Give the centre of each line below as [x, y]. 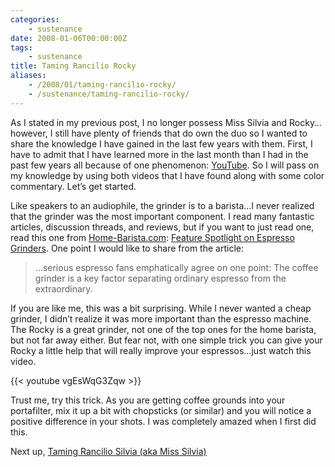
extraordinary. [63, 288]
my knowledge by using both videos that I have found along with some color [167, 175]
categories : [35, 19]
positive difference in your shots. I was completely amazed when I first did [163, 421]
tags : [21, 47]
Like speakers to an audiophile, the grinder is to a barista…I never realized [162, 205]
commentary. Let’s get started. [73, 186]
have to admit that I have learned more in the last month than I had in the [159, 154]
